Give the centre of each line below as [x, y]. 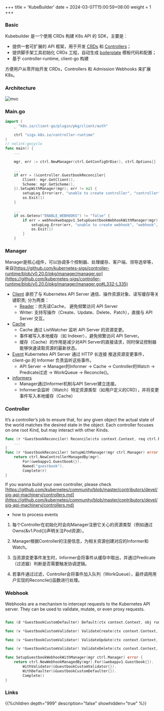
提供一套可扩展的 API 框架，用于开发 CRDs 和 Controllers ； [72, 46]
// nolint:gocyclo [24, 144]
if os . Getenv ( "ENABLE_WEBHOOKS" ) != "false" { [62, 216]
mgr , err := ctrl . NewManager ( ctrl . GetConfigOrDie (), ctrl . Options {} [85, 162]
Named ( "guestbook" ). [43, 466]
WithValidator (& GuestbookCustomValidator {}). [70, 667]
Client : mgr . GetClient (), [49, 180]
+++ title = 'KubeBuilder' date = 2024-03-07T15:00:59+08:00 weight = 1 [78, 7]
